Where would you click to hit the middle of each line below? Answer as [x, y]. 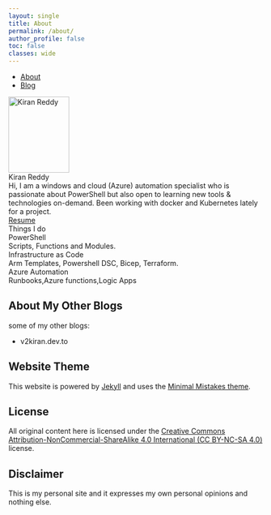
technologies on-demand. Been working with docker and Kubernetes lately [133, 203]
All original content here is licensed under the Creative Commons [117, 431]
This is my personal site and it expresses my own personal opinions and [128, 494]
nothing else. [30, 502]
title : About [30, 24]
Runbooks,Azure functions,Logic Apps [73, 280]
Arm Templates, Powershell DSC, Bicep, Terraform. [93, 263]
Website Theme [49, 367]
